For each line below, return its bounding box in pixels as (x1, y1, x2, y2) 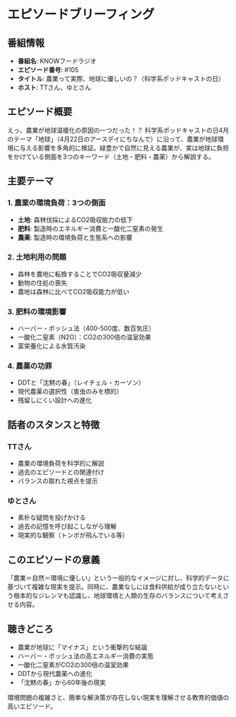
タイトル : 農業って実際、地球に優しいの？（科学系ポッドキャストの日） (17, 75, 225, 83)
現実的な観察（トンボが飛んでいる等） (17, 531, 129, 540)
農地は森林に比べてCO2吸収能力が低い (17, 287, 130, 296)
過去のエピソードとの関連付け (17, 468, 104, 476)
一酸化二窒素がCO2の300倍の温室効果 (17, 661, 129, 669)
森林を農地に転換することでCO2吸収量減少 (17, 270, 142, 278)
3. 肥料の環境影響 (7, 306, 67, 316)
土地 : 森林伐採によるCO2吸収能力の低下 (17, 215, 133, 224)
